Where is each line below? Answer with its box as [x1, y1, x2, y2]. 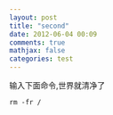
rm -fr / [9, 98, 42, 107]
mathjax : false [9, 46, 66, 55]
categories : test [9, 54, 74, 63]
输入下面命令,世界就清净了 [9, 80, 106, 90]
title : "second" [9, 21, 69, 30]
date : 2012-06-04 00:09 [9, 29, 98, 38]
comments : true [9, 37, 66, 47]
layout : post [9, 12, 58, 22]
